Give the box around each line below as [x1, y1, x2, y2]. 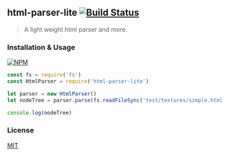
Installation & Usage [7, 42, 76, 52]
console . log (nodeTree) [7, 109, 72, 116]
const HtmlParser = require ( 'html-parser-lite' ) [7, 77, 149, 85]
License [7, 126, 34, 135]
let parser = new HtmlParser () [7, 90, 97, 97]
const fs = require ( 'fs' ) [7, 72, 81, 79]
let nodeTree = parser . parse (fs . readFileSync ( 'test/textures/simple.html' [7, 97, 226, 104]
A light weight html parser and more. [23, 25, 128, 33]
